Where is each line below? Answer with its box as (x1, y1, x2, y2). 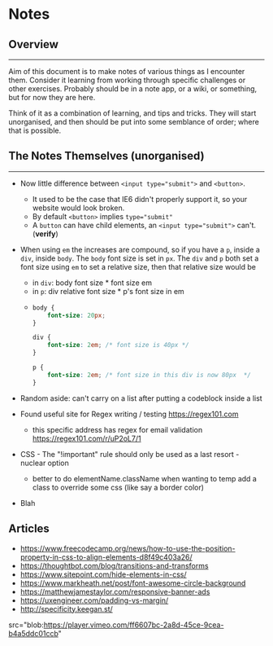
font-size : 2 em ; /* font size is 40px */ (47, 341, 189, 349)
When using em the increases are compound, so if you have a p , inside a (19, 244, 260, 254)
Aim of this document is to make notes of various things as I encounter (8, 67, 245, 76)
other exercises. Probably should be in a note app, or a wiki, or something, (8, 84, 258, 94)
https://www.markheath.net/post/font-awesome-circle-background (19, 578, 246, 587)
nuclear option (19, 458, 69, 468)
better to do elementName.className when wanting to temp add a (32, 473, 258, 483)
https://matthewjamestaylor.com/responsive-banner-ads (19, 587, 210, 596)
